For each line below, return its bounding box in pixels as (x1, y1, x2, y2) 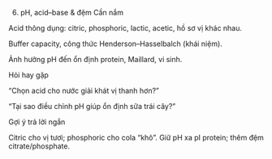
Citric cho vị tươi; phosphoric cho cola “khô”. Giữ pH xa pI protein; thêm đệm (8, 133, 264, 142)
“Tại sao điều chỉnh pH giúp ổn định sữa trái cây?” (8, 102, 176, 111)
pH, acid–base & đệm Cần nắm (19, 8, 124, 17)
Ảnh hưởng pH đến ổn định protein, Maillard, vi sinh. (8, 55, 183, 64)
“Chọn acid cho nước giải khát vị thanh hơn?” (8, 86, 160, 95)
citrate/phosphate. (8, 141, 71, 151)
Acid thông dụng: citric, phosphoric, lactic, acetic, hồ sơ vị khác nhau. (8, 23, 242, 32)
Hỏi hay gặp (8, 70, 49, 80)
